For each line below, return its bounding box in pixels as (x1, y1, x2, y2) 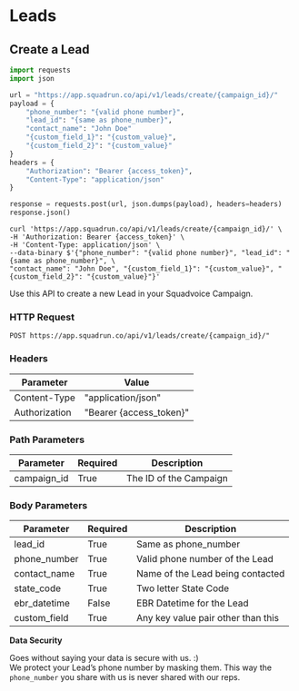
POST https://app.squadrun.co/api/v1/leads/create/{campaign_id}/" (9, 331, 271, 341)
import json (9, 74, 55, 83)
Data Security (9, 635, 63, 646)
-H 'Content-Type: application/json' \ (9, 241, 161, 250)
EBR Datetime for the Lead (135, 597, 249, 609)
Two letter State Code (135, 582, 230, 595)
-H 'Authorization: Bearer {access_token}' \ (9, 232, 184, 242)
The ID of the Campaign (125, 471, 229, 484)
